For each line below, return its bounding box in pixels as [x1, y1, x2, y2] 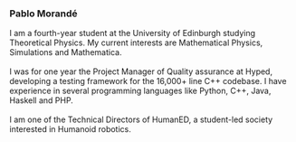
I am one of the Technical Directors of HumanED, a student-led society [9, 114, 273, 125]
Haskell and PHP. [9, 95, 74, 106]
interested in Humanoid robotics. [9, 124, 131, 135]
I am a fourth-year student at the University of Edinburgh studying [9, 28, 256, 39]
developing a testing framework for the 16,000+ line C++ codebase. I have [9, 76, 287, 87]
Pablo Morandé [9, 7, 78, 20]
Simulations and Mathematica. [9, 47, 122, 58]
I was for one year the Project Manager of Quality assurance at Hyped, [9, 66, 273, 77]
